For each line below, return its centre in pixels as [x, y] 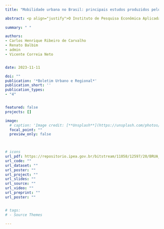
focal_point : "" [26, 130]
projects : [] [18, 112]
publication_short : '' [28, 85]
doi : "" [13, 76]
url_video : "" [20, 188]
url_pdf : [14, 156]
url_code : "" [18, 161]
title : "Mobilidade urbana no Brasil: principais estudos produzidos [77, 10]
